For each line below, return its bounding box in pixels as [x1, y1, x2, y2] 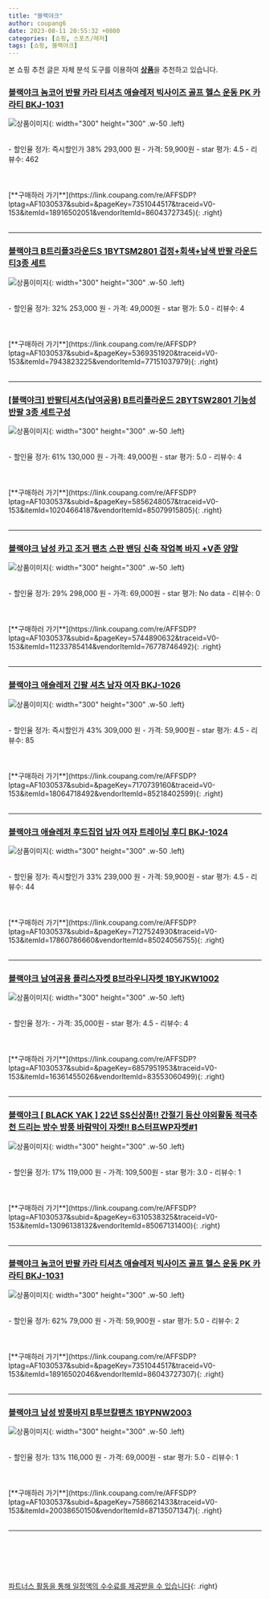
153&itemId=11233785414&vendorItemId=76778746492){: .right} [8, 642, 222, 652]
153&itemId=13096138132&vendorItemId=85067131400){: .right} [8, 1220, 221, 1230]
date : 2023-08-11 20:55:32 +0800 [8, 27, 121, 35]
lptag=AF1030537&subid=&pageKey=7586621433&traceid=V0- [8, 1498, 219, 1507]
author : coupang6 [8, 19, 67, 27]
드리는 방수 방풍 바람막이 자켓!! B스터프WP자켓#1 [17, 1121, 198, 1133]
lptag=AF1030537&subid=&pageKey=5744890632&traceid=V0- [8, 633, 219, 643]
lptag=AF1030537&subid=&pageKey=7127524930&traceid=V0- [8, 926, 218, 936]
